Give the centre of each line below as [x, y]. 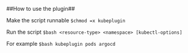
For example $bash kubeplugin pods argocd [61, 44]
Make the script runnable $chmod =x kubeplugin [66, 20]
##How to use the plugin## [41, 9]
